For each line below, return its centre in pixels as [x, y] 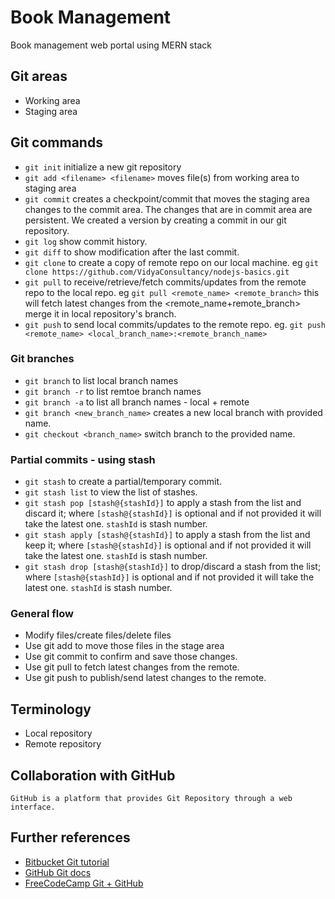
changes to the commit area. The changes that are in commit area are [168, 209]
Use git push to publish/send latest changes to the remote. [145, 678]
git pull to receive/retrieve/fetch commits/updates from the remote [165, 282]
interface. [33, 807]
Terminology [51, 709]
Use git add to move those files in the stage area [124, 646]
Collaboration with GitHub [93, 775]
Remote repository [63, 744]
